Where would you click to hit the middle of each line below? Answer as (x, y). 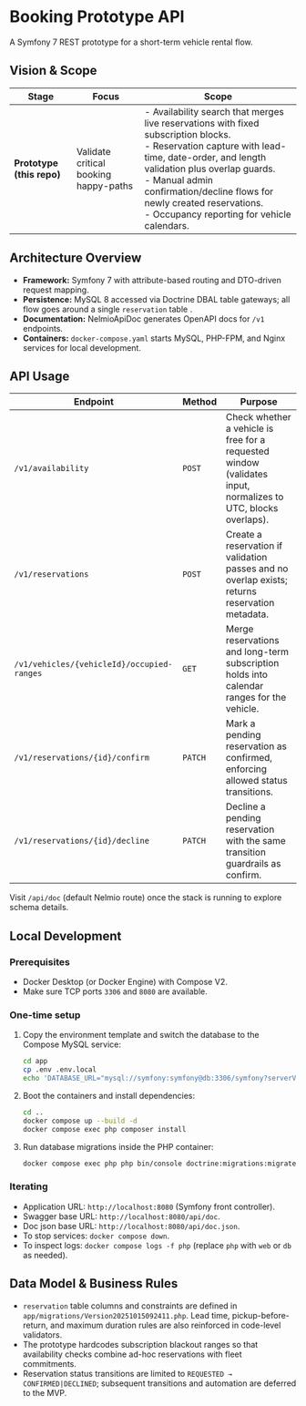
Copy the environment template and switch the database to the (141, 1035)
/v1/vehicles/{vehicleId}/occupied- (93, 664)
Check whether (258, 417)
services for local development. (82, 347)
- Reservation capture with (202, 146)
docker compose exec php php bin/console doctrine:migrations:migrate (159, 1164)
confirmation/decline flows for (209, 191)
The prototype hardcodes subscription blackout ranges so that (140, 1344)
